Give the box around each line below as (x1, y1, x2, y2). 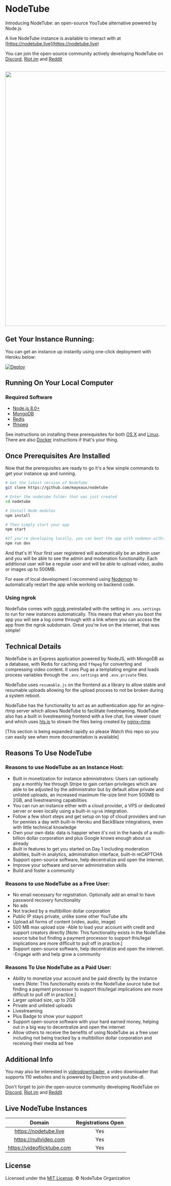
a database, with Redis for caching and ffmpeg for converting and (5, 661, 142, 667)
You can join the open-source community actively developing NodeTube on (5, 50, 163, 57)
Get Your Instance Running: (5, 335, 95, 344)
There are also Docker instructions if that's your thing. (5, 437, 119, 443)
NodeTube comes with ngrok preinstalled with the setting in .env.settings (5, 606, 161, 612)
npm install (5, 513, 31, 518)
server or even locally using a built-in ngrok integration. (12, 808, 128, 814)
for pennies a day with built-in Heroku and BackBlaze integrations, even (12, 818, 163, 825)
